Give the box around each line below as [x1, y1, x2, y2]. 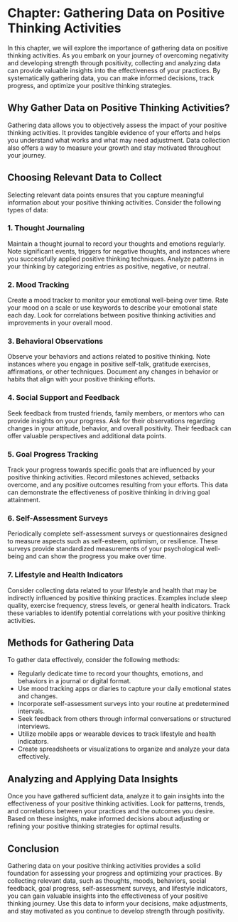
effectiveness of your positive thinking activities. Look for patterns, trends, [7, 799, 225, 808]
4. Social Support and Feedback [7, 393, 120, 403]
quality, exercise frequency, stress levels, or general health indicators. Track [7, 601, 231, 609]
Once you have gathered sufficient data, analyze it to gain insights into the [7, 792, 225, 801]
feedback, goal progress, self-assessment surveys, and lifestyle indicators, [7, 884, 227, 893]
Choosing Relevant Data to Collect [7, 172, 162, 184]
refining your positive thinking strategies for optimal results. [7, 822, 182, 830]
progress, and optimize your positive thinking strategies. [7, 81, 172, 90]
